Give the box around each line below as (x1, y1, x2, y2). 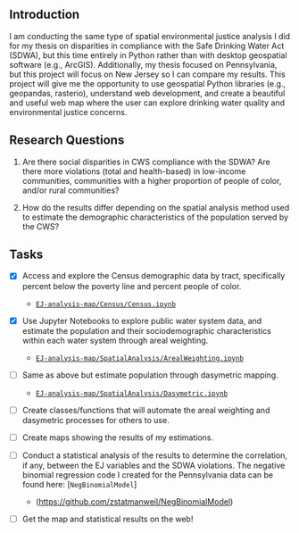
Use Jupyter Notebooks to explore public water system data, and (21, 315, 262, 326)
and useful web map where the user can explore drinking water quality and (9, 97, 286, 108)
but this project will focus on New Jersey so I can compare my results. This (9, 69, 286, 79)
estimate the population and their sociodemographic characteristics (21, 325, 272, 336)
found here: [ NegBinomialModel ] (21, 479, 137, 489)
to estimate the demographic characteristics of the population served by (21, 212, 288, 222)
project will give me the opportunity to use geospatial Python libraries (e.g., (9, 78, 287, 88)
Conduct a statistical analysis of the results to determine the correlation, (21, 450, 288, 461)
